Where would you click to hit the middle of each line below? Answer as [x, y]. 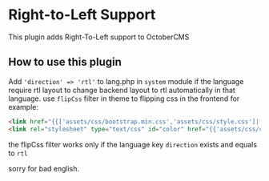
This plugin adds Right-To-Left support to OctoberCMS [99, 37]
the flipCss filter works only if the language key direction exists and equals [133, 144]
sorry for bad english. [44, 168]
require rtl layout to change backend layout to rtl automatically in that [122, 90]
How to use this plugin [65, 62]
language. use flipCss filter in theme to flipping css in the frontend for [124, 99]
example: [23, 107]
